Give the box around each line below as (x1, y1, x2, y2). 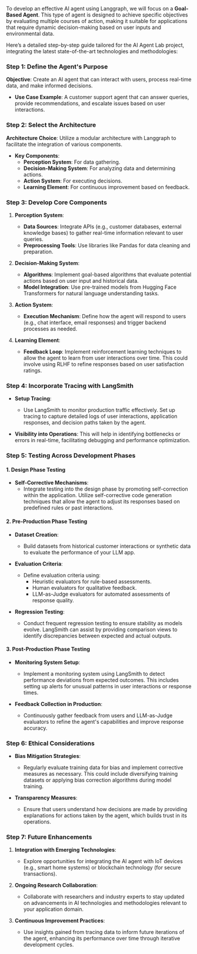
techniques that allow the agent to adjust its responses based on (23, 498, 181, 505)
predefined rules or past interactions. (23, 504, 113, 511)
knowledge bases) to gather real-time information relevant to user (23, 229, 183, 236)
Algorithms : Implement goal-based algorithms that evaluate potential (23, 271, 192, 278)
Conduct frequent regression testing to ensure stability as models (23, 619, 183, 626)
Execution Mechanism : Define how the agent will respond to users (23, 312, 186, 319)
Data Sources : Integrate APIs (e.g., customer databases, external (23, 223, 182, 230)
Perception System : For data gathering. (23, 158, 121, 165)
